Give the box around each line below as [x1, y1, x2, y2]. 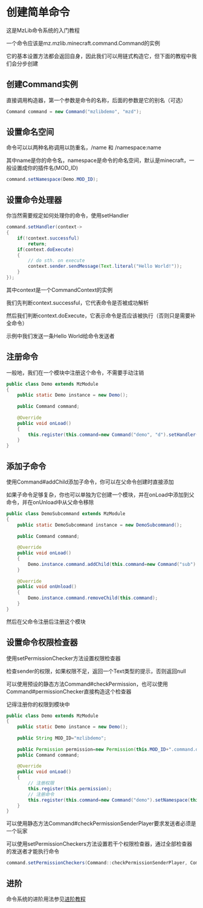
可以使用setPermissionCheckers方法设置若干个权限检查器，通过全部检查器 [6, 840, 192, 848]
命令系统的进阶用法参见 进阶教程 [6, 895, 86, 903]
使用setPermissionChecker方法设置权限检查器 [6, 654, 121, 662]
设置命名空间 [6, 127, 54, 137]
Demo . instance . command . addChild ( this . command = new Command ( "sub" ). [28, 561, 199, 567]
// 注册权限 [28, 780, 54, 786]
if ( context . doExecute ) [17, 246, 74, 253]
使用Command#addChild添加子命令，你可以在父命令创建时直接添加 [6, 478, 174, 485]
